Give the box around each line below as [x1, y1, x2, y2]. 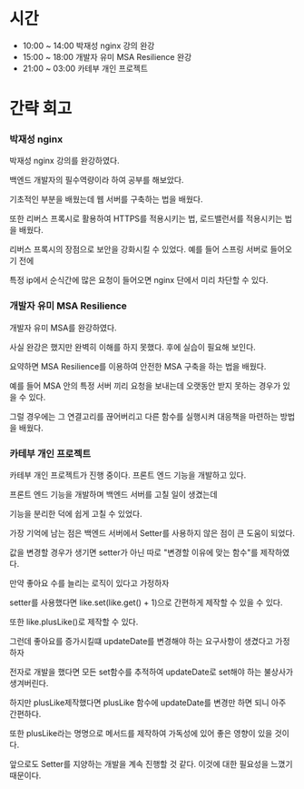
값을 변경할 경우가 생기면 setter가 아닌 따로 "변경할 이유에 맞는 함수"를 [9, 547, 259, 558]
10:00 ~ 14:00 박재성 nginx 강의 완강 [22, 40, 155, 51]
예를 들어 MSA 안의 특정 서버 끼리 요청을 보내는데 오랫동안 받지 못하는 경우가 [9, 379, 281, 391]
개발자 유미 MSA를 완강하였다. [9, 322, 117, 333]
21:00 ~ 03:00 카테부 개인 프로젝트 [22, 63, 148, 74]
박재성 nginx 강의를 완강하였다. [9, 156, 120, 167]
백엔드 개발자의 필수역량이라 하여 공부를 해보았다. [9, 175, 184, 186]
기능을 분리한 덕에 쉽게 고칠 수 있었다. [9, 509, 142, 520]
